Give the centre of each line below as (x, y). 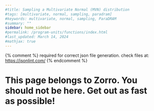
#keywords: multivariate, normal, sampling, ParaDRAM (61, 19)
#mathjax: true (20, 42)
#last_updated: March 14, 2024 (37, 37)
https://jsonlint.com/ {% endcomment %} (46, 60)
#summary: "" (18, 23)
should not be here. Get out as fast (76, 90)
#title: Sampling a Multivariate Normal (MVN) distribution (67, 10)
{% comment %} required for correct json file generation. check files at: (77, 55)
